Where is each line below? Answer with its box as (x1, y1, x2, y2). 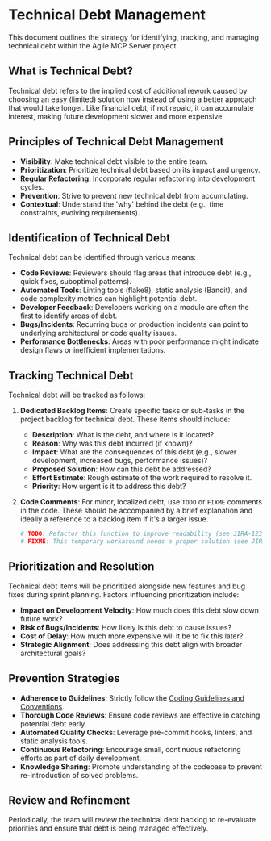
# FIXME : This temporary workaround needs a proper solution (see (19, 538, 248, 546)
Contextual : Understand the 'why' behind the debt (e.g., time (19, 199, 224, 209)
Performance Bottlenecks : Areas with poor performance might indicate (19, 337, 260, 346)
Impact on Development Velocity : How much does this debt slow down (19, 605, 260, 615)
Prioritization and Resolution (8, 559, 155, 574)
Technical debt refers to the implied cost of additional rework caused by (8, 86, 248, 95)
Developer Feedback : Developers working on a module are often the (19, 303, 249, 312)
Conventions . (19, 701, 65, 711)
